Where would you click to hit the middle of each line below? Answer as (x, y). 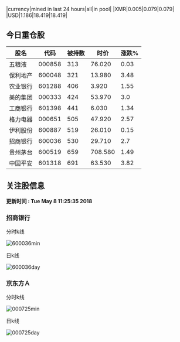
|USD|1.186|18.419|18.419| (37, 15)
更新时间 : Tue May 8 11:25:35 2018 (49, 201)
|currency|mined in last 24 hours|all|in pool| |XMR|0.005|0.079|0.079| (90, 9)
